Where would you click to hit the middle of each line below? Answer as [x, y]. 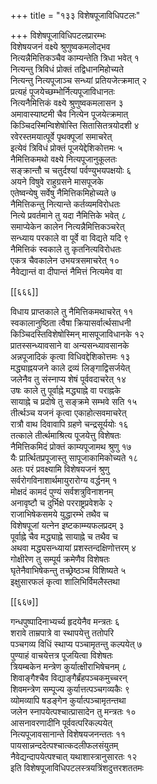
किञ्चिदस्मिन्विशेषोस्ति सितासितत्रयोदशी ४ [75, 125]
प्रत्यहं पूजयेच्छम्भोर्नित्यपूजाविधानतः [62, 91]
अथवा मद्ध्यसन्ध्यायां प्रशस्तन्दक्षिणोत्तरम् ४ [73, 548]
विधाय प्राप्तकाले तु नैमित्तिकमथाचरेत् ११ [72, 311]
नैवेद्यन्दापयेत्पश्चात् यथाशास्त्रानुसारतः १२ [74, 756]
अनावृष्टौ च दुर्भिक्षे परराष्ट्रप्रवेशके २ [61, 503]
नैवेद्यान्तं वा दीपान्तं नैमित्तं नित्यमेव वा [66, 271]
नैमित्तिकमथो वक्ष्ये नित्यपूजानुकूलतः [64, 159]
